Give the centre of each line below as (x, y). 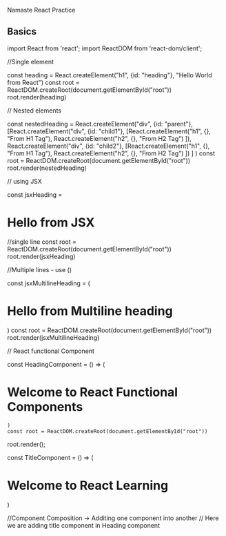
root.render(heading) (37, 97)
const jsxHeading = (35, 194)
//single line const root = (42, 242)
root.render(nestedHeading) (47, 168)
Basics (22, 31)
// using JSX (25, 181)
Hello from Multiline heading (90, 311)
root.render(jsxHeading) (41, 256)
